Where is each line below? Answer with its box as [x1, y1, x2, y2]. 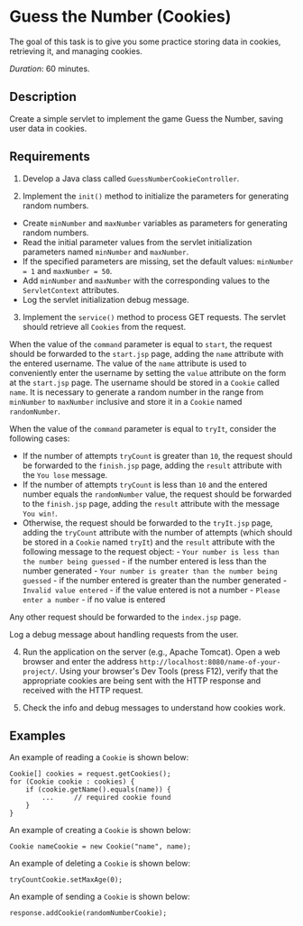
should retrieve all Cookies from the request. [22, 321, 187, 332]
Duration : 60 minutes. [9, 63, 90, 74]
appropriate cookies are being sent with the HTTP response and [22, 674, 262, 686]
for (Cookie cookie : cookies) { [9, 777, 135, 786]
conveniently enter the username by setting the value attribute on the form [9, 367, 287, 378]
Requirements [9, 149, 90, 164]
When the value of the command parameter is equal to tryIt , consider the [9, 423, 277, 434]
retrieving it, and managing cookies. [9, 45, 142, 56]
